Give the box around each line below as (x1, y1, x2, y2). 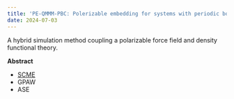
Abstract (7, 56, 33, 65)
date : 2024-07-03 (7, 17, 58, 24)
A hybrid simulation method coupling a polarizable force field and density (7, 36, 218, 44)
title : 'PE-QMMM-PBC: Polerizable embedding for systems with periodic (7, 10, 219, 17)
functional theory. (7, 43, 58, 52)
